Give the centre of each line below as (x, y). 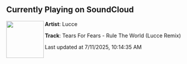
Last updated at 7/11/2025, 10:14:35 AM (93, 47)
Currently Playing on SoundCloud (70, 10)
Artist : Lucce (61, 24)
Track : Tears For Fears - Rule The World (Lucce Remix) (113, 36)
